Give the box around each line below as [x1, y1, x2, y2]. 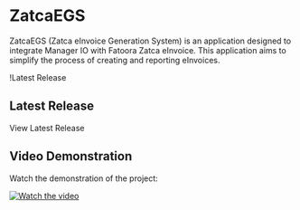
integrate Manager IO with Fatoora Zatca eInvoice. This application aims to [9, 44, 286, 55]
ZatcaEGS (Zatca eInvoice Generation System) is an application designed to [9, 35, 292, 46]
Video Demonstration [9, 148, 133, 164]
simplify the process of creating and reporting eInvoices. [9, 54, 220, 65]
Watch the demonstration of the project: [9, 173, 158, 184]
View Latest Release [9, 122, 85, 133]
